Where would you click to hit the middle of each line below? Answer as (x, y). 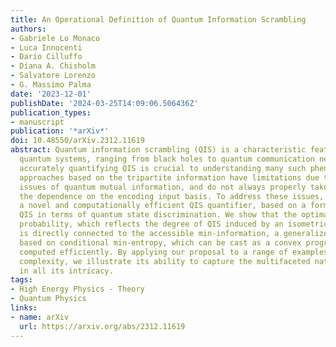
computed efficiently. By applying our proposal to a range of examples (174, 252)
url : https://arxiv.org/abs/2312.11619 (102, 326)
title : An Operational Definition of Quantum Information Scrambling (158, 19)
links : (24, 308)
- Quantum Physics (48, 299)
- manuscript (37, 122)
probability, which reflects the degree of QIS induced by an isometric (174, 224)
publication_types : (51, 112)
